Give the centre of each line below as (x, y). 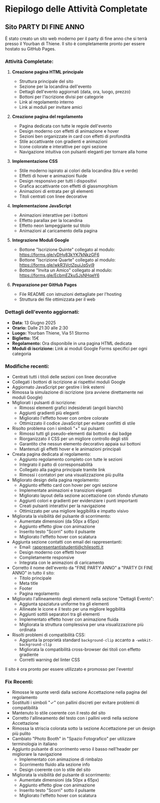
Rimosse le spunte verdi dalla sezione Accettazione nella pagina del (80, 692)
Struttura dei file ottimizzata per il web (57, 299)
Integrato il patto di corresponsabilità (56, 464)
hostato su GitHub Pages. (30, 49)
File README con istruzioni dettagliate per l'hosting (70, 294)
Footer (26, 588)
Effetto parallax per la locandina (51, 221)
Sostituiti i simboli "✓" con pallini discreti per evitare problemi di (75, 702)
